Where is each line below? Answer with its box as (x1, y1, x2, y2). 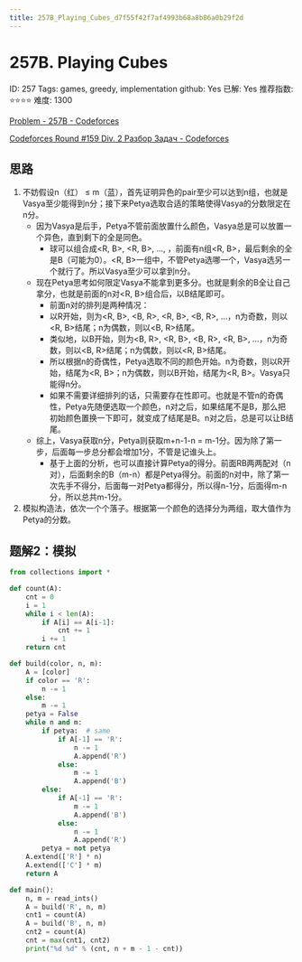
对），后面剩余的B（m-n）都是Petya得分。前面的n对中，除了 (49, 469, 274, 480)
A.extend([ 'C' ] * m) (25, 861, 103, 870)
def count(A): (9, 584, 63, 593)
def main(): (9, 885, 54, 894)
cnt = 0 (25, 593, 54, 602)
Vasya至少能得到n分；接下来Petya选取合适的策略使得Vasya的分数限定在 (22, 198, 291, 209)
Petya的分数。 (22, 514, 77, 525)
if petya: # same (41, 726, 111, 736)
